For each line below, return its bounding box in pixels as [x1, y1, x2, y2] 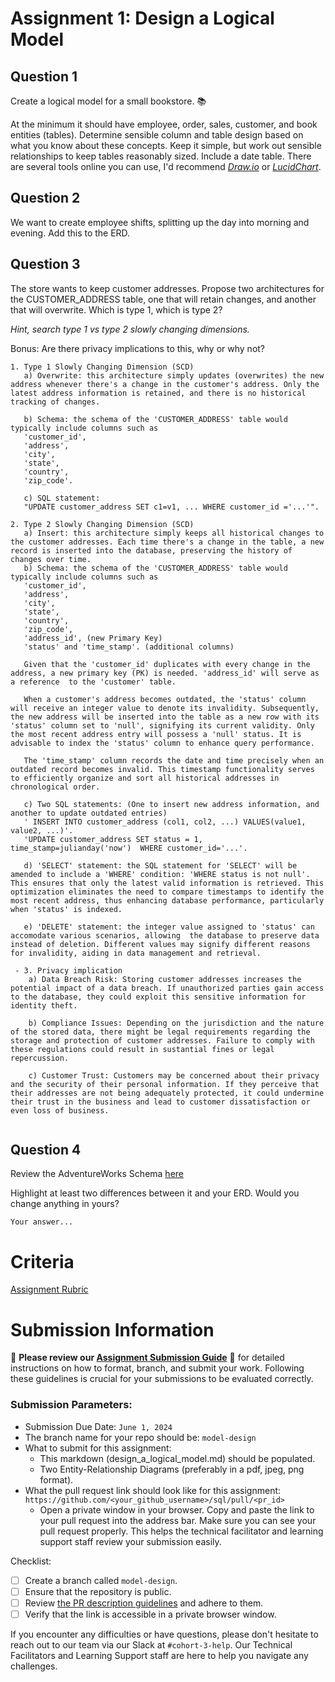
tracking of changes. [10, 397, 101, 407]
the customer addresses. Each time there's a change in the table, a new [10, 537, 325, 547]
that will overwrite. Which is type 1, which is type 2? [10, 303, 223, 316]
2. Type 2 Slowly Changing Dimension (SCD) [10, 519, 195, 529]
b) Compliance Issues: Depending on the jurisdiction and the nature [28, 1018, 325, 1028]
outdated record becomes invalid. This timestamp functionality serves [10, 764, 315, 774]
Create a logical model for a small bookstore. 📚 [10, 95, 207, 107]
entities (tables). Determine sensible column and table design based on [10, 129, 304, 141]
